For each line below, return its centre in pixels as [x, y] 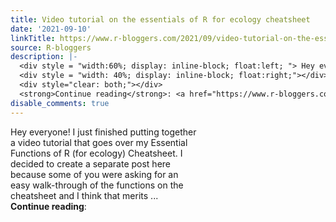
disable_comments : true [60, 103]
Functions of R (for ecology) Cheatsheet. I [96, 153]
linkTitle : [33, 38]
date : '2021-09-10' [51, 29]
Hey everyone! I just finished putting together [103, 132]
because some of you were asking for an [94, 174]
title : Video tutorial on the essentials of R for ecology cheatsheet [160, 19]
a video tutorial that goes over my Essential [99, 142]
